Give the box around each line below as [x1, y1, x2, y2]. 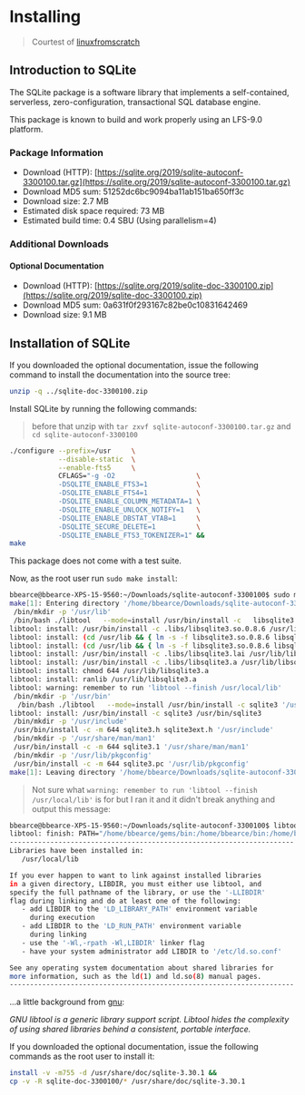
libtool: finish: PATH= [9, 829, 100, 838]
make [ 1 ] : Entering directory [9, 599, 120, 609]
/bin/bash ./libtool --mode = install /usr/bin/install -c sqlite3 [17, 700, 279, 709]
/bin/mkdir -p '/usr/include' [13, 717, 128, 727]
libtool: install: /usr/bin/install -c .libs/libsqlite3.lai [9, 650, 246, 659]
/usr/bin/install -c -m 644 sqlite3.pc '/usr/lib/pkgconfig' [13, 759, 250, 768]
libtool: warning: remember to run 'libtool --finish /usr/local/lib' [9, 683, 282, 692]
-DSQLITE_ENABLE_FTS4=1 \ [57, 488, 202, 498]
